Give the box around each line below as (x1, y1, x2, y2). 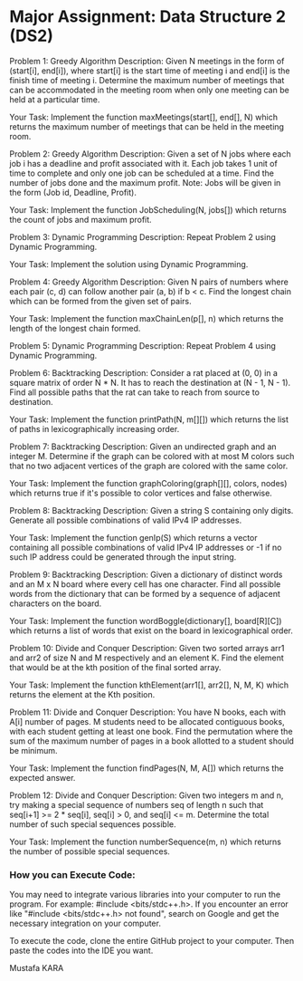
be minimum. (9, 745, 58, 755)
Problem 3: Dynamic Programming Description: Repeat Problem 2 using (9, 231, 276, 242)
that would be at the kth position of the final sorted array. (9, 661, 222, 672)
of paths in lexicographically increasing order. (9, 423, 180, 434)
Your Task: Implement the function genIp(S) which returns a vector (9, 532, 258, 543)
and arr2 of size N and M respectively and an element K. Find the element (9, 652, 285, 663)
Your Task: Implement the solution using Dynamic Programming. (9, 258, 249, 269)
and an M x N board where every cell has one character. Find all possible (9, 578, 281, 590)
